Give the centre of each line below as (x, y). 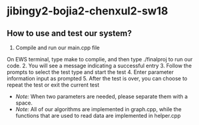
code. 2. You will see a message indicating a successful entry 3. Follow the (99, 66)
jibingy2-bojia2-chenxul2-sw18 (88, 11)
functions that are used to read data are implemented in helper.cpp (98, 116)
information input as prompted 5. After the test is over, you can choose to (97, 78)
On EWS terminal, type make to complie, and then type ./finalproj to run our (100, 59)
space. (24, 103)
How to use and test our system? (70, 33)
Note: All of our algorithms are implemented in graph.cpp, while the (99, 109)
